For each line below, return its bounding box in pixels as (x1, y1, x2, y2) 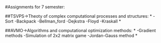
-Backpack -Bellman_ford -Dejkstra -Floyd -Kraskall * (14, 19, 121, 24)
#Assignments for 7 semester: (5, 4, 65, 10)
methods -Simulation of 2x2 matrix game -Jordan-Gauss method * (5, 33, 138, 38)
